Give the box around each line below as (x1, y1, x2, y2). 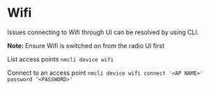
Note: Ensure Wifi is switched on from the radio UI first (7, 41, 165, 50)
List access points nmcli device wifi (7, 54, 114, 63)
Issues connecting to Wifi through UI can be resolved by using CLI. (7, 28, 199, 36)
